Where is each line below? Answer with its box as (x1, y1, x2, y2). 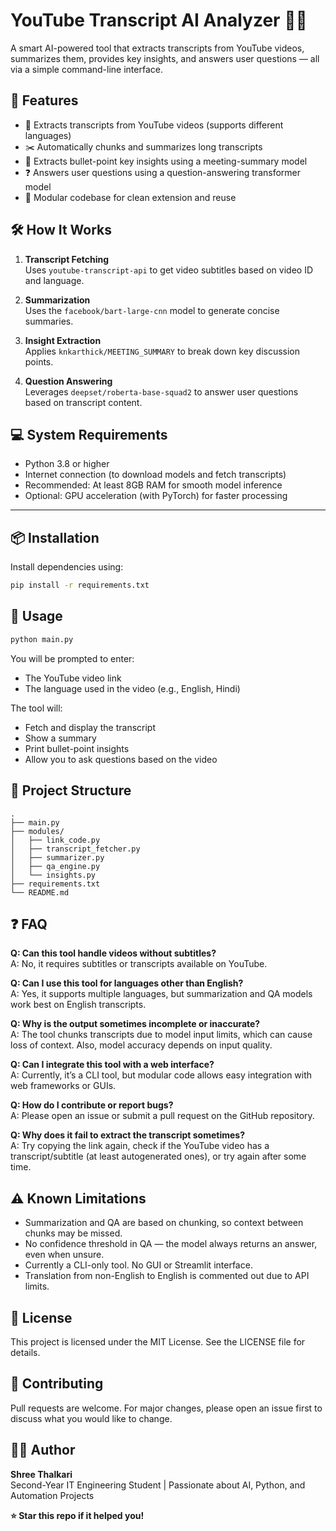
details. (10, 1347, 41, 1358)
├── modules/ (10, 826, 65, 836)
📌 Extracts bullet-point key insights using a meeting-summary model (24, 155, 308, 167)
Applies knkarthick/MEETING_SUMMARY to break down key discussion (24, 345, 301, 357)
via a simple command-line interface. (10, 63, 163, 75)
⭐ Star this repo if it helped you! (10, 1509, 145, 1521)
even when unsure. (24, 1249, 105, 1261)
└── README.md (10, 887, 70, 898)
